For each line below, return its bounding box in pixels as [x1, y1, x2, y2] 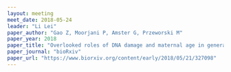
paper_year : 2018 [7, 36, 57, 43]
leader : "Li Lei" [7, 23, 57, 29]
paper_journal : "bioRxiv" [7, 49, 81, 56]
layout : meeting [7, 10, 54, 17]
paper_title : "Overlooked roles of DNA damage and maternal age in [7, 42, 205, 49]
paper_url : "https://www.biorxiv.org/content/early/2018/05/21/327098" [7, 55, 217, 62]
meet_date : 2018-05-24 [7, 16, 72, 23]
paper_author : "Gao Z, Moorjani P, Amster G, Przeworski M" [7, 29, 184, 36]
